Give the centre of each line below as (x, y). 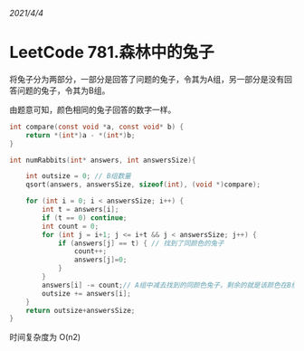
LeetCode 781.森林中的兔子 (112, 52)
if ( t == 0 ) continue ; (85, 218)
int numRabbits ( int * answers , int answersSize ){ (103, 160)
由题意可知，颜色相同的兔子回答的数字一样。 (93, 109)
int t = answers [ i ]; (81, 210)
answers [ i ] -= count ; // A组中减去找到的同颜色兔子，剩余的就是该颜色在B (166, 285)
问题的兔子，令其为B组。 (63, 90)
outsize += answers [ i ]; (86, 293)
